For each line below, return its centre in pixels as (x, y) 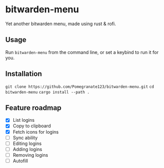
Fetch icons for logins (36, 132)
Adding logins (28, 149)
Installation (24, 74)
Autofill (20, 161)
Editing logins (27, 143)
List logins (24, 120)
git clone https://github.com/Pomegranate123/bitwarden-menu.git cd (80, 87)
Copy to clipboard (32, 126)
